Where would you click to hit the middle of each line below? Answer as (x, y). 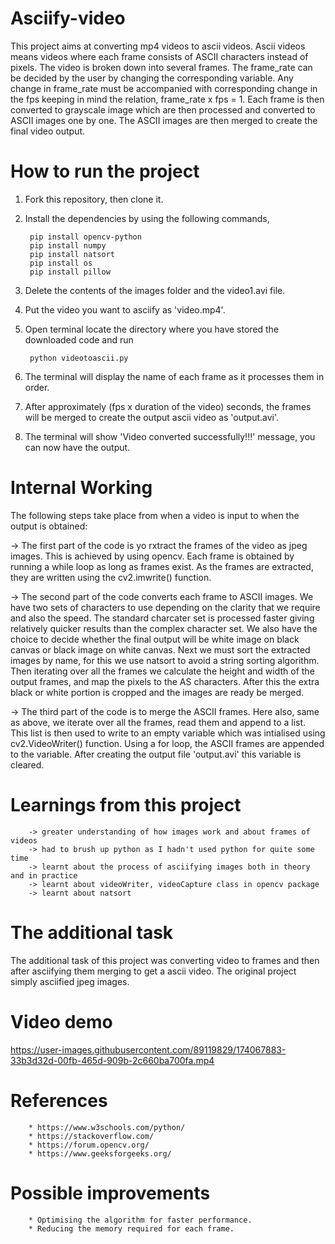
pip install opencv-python (85, 237)
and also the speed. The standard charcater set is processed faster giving (162, 618)
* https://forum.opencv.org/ (89, 1145)
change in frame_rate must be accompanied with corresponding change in (164, 88)
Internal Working (81, 488)
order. (37, 387)
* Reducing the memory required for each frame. (131, 1228)
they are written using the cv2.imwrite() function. (111, 577)
